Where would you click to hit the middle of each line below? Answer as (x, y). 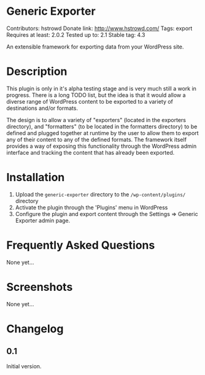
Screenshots (40, 287)
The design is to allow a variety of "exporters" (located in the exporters (96, 120)
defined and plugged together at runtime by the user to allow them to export (102, 133)
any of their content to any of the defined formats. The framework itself (97, 139)
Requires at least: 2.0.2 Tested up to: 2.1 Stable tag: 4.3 (76, 34)
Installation (36, 178)
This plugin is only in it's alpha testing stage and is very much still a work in (101, 88)
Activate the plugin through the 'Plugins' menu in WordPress (91, 207)
